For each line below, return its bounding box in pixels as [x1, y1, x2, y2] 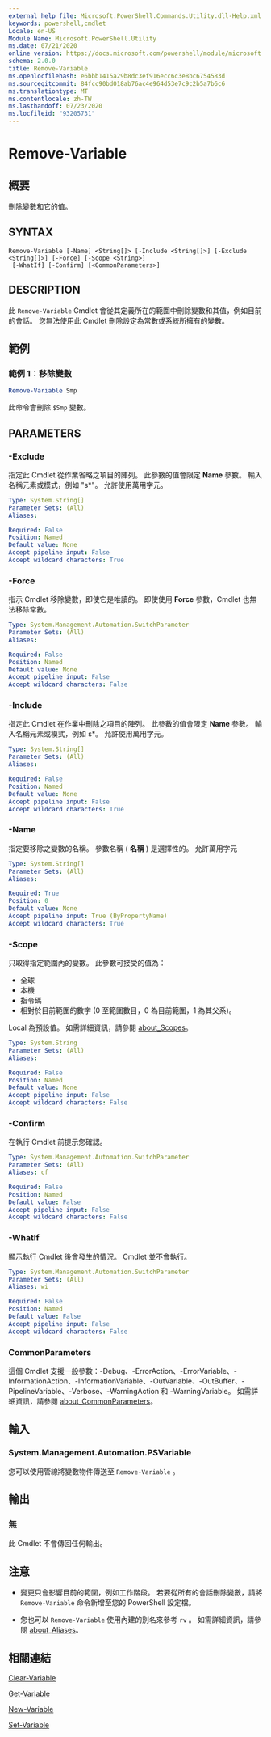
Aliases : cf [8, 1168, 48, 1177]
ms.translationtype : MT [8, 87, 89, 95]
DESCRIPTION [8, 283, 81, 297]
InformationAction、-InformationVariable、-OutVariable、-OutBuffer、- [8, 1376, 245, 1386]
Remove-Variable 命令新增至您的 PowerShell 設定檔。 [19, 1598, 196, 1608]
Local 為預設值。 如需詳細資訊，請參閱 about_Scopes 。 [8, 1023, 194, 1032]
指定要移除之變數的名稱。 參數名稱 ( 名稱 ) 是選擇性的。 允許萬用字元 [8, 843, 238, 854]
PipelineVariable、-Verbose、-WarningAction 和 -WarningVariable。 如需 [8, 1386, 252, 1396]
